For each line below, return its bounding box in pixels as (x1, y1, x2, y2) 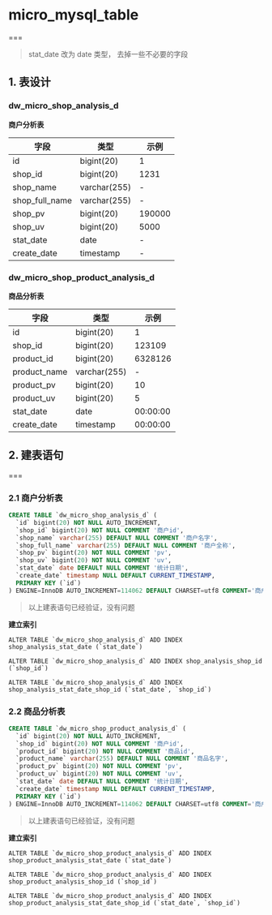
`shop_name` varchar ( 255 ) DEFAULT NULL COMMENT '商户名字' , (15, 534, 218, 542)
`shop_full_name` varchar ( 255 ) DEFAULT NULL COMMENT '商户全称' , (15, 541, 236, 549)
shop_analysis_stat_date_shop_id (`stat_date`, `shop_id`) (8, 685, 212, 694)
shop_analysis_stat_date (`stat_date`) (8, 642, 143, 651)
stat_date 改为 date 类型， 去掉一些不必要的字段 (28, 49, 189, 58)
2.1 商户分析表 (8, 492, 63, 504)
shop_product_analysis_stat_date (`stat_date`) (8, 856, 172, 865)
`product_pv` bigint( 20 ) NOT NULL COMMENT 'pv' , (15, 762, 183, 771)
